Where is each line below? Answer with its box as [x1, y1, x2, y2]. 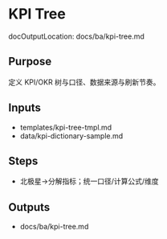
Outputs [8, 200, 51, 214]
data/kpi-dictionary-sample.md [19, 130, 124, 141]
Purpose [8, 55, 52, 68]
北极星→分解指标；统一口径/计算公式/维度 [19, 176, 159, 186]
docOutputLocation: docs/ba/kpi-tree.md [8, 31, 145, 41]
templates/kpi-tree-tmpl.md [19, 122, 112, 132]
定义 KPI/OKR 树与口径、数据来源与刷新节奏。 [8, 77, 161, 87]
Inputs [8, 101, 42, 115]
